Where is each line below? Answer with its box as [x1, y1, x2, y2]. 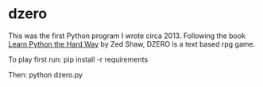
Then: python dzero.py [8, 70, 83, 79]
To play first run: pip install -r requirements [8, 55, 149, 64]
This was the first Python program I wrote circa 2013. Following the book [8, 31, 246, 40]
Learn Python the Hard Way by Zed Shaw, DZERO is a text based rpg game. [8, 39, 256, 48]
